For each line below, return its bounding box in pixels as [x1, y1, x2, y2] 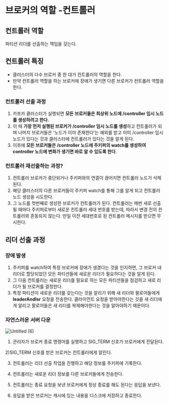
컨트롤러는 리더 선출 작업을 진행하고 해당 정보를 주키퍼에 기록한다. [12, 360, 143, 367]
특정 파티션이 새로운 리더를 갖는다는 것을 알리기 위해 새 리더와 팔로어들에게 [12, 290, 160, 296]
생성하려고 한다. [17, 117, 50, 123]
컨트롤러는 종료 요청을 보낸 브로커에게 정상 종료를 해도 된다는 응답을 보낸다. [12, 382, 161, 388]
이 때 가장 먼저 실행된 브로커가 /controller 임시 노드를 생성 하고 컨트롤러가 [12, 123, 157, 129]
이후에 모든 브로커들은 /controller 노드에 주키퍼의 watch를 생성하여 [12, 142, 146, 149]
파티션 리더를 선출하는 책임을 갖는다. [5, 41, 77, 47]
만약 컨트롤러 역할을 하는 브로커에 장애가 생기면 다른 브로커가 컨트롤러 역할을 [12, 78, 164, 84]
